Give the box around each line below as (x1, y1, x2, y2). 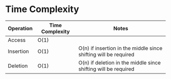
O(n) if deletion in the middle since (78, 59, 161, 66)
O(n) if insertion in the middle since (78, 44, 163, 51)
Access (8, 36, 26, 43)
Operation (8, 25, 33, 32)
